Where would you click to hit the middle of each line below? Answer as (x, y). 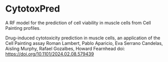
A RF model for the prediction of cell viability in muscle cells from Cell (78, 23)
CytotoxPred (33, 9)
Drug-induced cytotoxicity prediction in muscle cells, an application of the (83, 38)
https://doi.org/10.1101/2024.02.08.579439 (50, 54)
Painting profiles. (23, 28)
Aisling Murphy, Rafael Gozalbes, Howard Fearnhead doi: (65, 48)
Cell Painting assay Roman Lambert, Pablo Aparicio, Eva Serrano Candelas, (84, 43)
